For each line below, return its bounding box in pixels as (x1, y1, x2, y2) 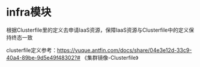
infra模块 (6, 5, 52, 19)
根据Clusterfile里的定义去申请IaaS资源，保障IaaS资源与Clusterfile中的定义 (6, 26, 189, 33)
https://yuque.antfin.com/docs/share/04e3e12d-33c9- (56, 46, 192, 54)
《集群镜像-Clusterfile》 (82, 54, 139, 61)
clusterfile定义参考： (6, 46, 58, 54)
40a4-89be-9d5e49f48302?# (6, 54, 81, 61)
